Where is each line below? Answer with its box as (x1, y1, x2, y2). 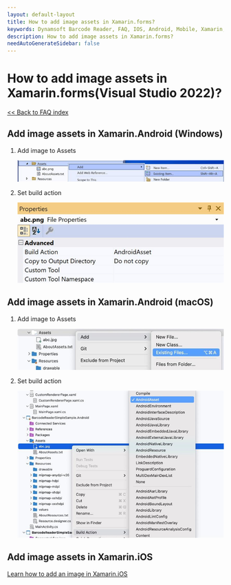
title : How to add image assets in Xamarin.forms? (7, 18, 155, 25)
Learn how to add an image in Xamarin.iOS (7, 569, 129, 578)
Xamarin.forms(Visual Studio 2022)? (7, 85, 222, 101)
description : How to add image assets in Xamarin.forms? (7, 33, 174, 40)
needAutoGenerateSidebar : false (7, 40, 100, 48)
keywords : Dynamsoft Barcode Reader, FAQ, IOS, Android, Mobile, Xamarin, (7, 25, 226, 32)
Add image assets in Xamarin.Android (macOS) (7, 296, 214, 308)
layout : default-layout (7, 11, 76, 18)
